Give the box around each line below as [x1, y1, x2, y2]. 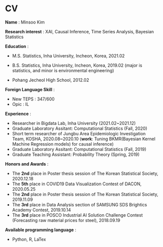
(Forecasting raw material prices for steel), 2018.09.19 [12, 217, 121, 223]
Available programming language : [5, 226, 77, 233]
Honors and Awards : [5, 161, 49, 167]
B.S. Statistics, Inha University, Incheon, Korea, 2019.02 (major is [12, 62, 143, 68]
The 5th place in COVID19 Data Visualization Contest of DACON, [12, 181, 142, 187]
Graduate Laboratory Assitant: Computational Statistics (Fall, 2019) [12, 146, 146, 152]
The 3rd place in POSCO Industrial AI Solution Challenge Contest [12, 212, 143, 218]
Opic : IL [12, 101, 29, 107]
